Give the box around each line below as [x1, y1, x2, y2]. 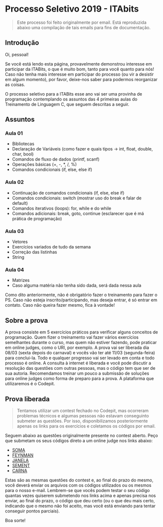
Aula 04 [5, 266, 24, 273]
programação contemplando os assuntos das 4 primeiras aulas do [5, 96, 137, 102]
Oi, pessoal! [5, 51, 29, 57]
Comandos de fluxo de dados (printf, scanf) [12, 156, 99, 162]
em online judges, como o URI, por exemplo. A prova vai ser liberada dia [5, 345, 149, 350]
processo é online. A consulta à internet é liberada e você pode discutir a [5, 360, 151, 366]
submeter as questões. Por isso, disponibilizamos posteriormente [16, 418, 148, 424]
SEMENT [12, 462, 30, 468]
